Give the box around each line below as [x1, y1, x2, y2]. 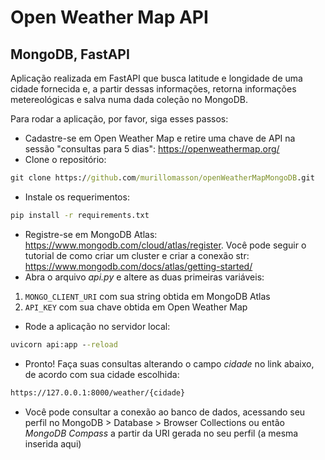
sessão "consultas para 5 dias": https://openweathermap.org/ [24, 143, 280, 155]
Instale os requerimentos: [24, 191, 130, 203]
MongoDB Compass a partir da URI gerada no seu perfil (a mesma [24, 427, 299, 439]
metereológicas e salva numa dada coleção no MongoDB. [10, 94, 249, 105]
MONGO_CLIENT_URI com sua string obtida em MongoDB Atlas [24, 290, 271, 302]
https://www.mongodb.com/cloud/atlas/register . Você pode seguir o [24, 239, 307, 251]
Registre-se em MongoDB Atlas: [24, 228, 158, 240]
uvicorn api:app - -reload [10, 339, 118, 350]
